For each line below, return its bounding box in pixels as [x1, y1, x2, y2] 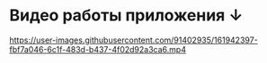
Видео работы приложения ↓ [9, 5, 244, 26]
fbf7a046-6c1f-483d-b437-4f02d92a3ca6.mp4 [9, 43, 187, 54]
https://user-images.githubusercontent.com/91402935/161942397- [9, 35, 258, 45]
